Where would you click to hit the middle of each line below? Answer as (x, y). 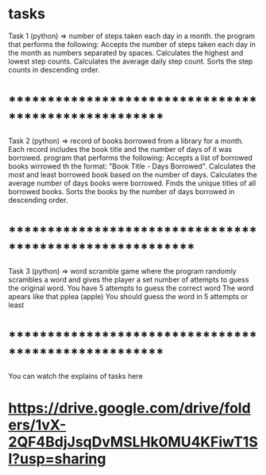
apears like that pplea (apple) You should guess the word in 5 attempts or (128, 296)
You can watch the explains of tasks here (75, 376)
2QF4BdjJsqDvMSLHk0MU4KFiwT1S (133, 442)
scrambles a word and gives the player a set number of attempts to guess (129, 279)
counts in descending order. (54, 69)
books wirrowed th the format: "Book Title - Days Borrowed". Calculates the (132, 166)
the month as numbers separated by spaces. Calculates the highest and (126, 53)
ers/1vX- (37, 424)
